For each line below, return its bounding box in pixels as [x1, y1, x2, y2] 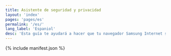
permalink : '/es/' [5, 21, 44, 27]
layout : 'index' [5, 12, 40, 17]
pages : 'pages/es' [5, 17, 44, 22]
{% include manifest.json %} [5, 45, 65, 51]
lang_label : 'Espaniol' [5, 26, 56, 32]
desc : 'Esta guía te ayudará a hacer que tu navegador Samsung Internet [5, 31, 163, 36]
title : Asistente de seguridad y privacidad [5, 7, 101, 13]
